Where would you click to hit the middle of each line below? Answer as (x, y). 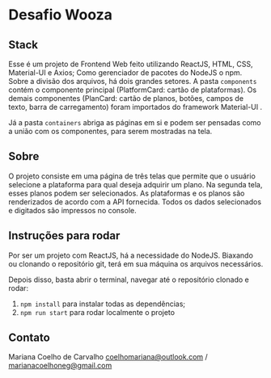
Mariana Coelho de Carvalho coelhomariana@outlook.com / (108, 357)
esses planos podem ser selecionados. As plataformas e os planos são (127, 193)
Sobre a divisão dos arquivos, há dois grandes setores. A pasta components (133, 81)
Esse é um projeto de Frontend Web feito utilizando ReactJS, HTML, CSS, (131, 64)
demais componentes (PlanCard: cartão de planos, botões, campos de (126, 98)
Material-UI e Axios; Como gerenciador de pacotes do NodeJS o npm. (125, 73)
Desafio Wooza (61, 15)
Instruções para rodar (64, 236)
